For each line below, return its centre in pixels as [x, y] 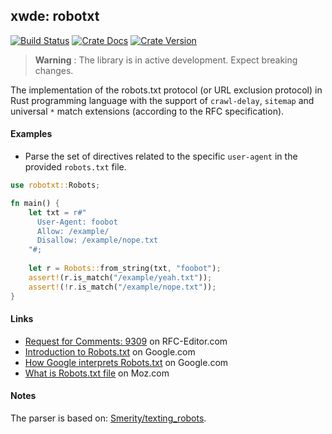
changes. [54, 70]
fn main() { [35, 203]
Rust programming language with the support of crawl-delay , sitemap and [162, 100]
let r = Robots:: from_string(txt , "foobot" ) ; [125, 269]
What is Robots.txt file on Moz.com [97, 373]
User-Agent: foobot [77, 222]
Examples [31, 134]
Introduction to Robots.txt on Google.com [110, 351]
